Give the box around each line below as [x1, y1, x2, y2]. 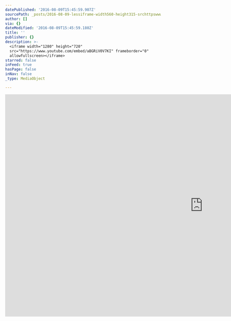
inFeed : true [5, 62, 32, 67]
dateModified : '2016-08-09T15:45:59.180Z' [5, 26, 94, 31]
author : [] [5, 16, 28, 21]
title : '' [5, 30, 26, 35]
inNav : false [5, 72, 32, 77]
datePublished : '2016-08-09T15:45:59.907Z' [5, 7, 96, 12]
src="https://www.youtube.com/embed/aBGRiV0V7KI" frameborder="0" [9, 48, 149, 53]
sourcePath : [5, 12, 30, 17]
